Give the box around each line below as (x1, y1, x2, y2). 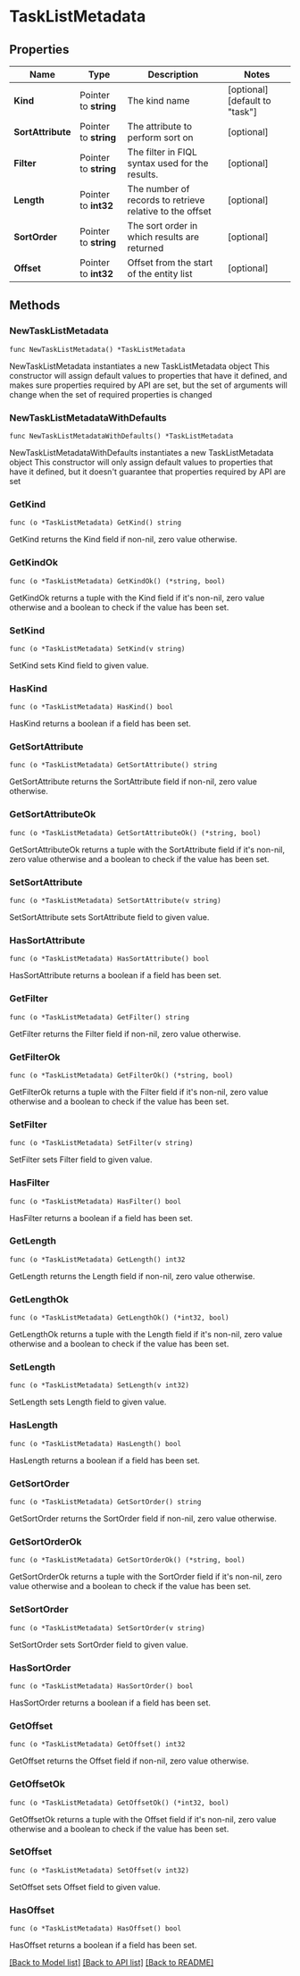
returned (127, 242, 164, 254)
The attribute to (127, 121, 193, 132)
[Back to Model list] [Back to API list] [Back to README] (9, 1957, 214, 1968)
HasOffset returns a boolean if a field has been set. (9, 1940, 197, 1951)
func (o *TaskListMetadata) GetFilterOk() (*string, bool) (9, 1070, 234, 1080)
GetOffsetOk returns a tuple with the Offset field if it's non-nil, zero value (9, 1813, 277, 1824)
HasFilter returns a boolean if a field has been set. (9, 1212, 194, 1223)
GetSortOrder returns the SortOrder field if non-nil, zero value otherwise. (9, 1513, 277, 1524)
